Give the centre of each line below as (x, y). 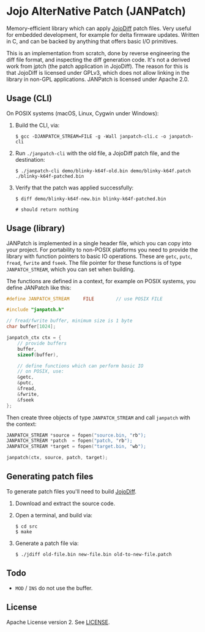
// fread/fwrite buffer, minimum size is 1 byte (69, 321)
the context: (21, 424)
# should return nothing (47, 210)
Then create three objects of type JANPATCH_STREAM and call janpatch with (99, 417)
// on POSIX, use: (41, 371)
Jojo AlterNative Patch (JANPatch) (96, 11)
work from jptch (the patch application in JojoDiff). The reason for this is (97, 66)
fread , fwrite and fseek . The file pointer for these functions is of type (94, 262)
